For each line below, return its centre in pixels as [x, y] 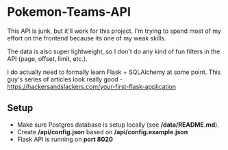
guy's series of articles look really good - [65, 79]
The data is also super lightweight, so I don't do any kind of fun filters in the [114, 51]
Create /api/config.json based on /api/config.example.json [102, 132]
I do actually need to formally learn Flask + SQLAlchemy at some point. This [114, 72]
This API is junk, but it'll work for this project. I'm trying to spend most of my [114, 31]
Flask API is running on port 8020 [65, 139]
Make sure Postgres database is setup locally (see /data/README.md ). [118, 125]
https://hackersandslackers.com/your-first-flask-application [92, 86]
